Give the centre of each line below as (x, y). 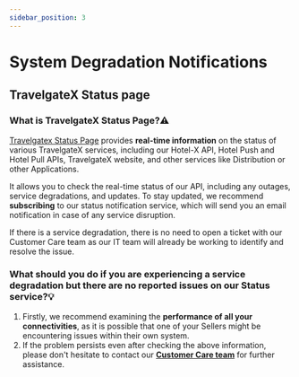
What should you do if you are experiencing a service (128, 275)
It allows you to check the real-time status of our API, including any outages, (150, 186)
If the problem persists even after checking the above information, (144, 345)
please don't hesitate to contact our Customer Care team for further (149, 355)
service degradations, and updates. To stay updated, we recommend (137, 196)
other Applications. (44, 169)
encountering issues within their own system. (106, 335)
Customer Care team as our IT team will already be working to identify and (146, 241)
